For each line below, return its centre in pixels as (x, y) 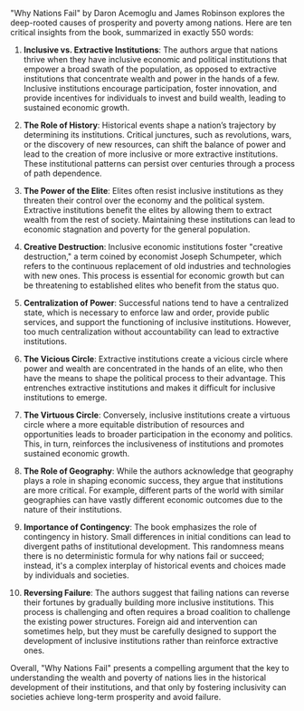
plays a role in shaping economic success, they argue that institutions (153, 480)
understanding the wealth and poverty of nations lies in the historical (138, 677)
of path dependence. (62, 173)
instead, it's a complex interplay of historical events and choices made (154, 566)
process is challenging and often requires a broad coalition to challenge (157, 612)
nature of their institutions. (72, 509)
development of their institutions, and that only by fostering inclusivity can (148, 687)
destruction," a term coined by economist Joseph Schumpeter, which (152, 256)
